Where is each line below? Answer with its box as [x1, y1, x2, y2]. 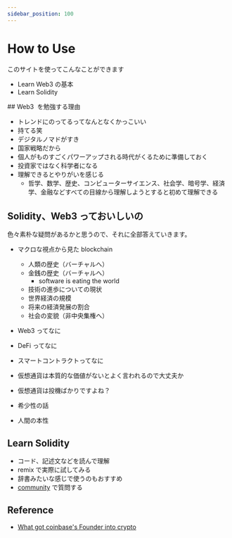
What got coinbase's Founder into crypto [17, 523, 137, 531]
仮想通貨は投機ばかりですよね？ [17, 387, 111, 395]
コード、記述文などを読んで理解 [17, 457, 110, 465]
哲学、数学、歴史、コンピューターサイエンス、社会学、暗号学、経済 [27, 179, 225, 187]
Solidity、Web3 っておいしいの [7, 210, 144, 222]
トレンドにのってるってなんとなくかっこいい [17, 117, 146, 125]
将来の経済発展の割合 [27, 303, 90, 311]
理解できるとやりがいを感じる [17, 170, 104, 178]
